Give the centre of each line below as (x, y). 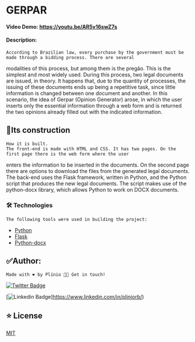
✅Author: (24, 261)
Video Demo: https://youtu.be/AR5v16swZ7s (62, 26)
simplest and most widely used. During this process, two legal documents (95, 74)
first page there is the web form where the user (68, 154)
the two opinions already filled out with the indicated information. (84, 112)
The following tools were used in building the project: (77, 220)
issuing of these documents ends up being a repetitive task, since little (91, 87)
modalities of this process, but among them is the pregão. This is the (88, 68)
